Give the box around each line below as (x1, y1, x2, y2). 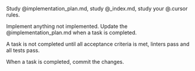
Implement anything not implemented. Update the (6, 23, 128, 30)
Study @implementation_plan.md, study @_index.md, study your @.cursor (6, 5, 188, 12)
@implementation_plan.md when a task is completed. (6, 29, 137, 36)
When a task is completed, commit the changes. (6, 59, 124, 65)
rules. (6, 11, 20, 18)
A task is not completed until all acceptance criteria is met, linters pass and (6, 41, 190, 47)
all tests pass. (6, 47, 40, 54)
